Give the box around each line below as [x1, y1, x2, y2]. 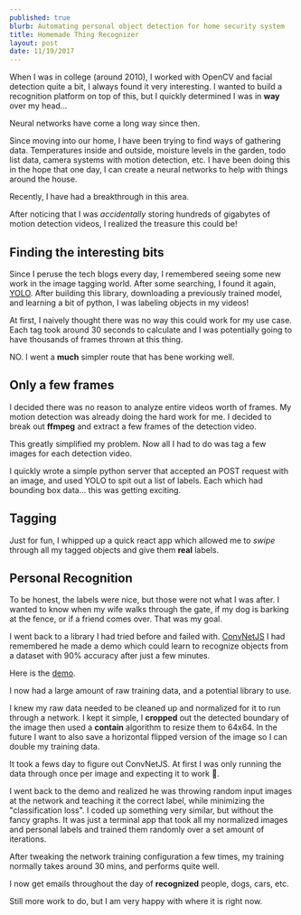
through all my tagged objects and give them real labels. [9, 544, 220, 556]
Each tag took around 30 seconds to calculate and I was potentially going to [9, 324, 292, 335]
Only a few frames [9, 378, 115, 393]
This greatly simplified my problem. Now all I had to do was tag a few [9, 438, 267, 449]
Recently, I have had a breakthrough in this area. [9, 191, 190, 202]
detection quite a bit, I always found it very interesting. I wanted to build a [9, 81, 283, 92]
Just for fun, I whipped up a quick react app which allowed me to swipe [9, 535, 276, 546]
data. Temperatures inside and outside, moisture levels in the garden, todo [9, 145, 287, 156]
